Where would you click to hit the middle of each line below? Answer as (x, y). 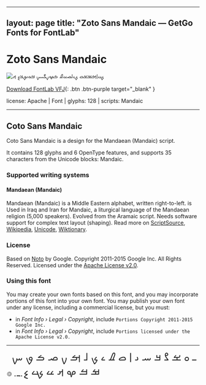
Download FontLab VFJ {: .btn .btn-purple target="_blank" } (81, 89)
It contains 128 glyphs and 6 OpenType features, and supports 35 (89, 153)
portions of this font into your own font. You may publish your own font (96, 300)
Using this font (29, 281)
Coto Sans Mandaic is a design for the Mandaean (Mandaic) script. (91, 141)
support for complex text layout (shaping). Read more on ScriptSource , (96, 223)
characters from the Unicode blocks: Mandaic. (65, 159)
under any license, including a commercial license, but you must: (88, 307)
